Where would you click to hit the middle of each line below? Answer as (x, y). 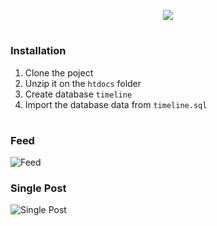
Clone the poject (59, 72)
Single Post (38, 188)
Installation (38, 51)
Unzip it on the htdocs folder (83, 83)
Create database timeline (78, 94)
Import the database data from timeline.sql (116, 104)
